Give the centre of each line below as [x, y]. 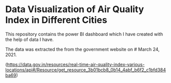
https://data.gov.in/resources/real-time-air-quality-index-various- [76, 64]
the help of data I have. [30, 39]
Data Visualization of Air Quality [75, 9]
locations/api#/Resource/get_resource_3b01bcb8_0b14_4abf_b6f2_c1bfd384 [86, 70]
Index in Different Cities [56, 20]
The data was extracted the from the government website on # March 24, [82, 49]
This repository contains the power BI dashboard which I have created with [84, 34]
